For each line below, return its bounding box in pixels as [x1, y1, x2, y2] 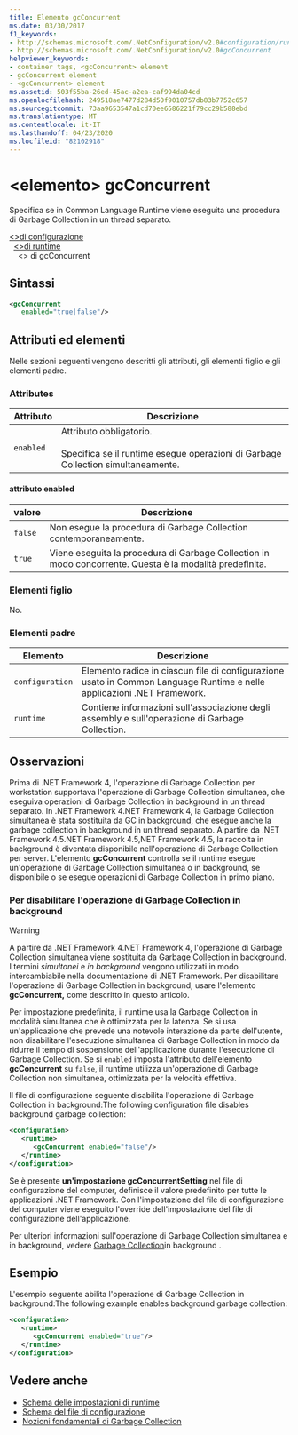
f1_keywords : [9, 29, 58, 38]
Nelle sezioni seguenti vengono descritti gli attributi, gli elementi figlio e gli [9, 356, 281, 367]
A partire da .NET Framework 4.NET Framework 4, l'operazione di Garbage [9, 943, 283, 953]
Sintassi [9, 276, 55, 291]
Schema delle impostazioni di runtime [21, 1397, 160, 1407]
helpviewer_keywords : [9, 54, 90, 63]
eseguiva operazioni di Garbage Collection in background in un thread [9, 796, 266, 807]
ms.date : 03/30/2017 [9, 21, 86, 30]
